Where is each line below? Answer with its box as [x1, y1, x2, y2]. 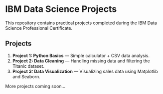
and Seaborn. [12, 73, 41, 80]
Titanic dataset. [12, 63, 45, 69]
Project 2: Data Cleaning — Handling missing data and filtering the [12, 58, 151, 64]
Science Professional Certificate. [5, 25, 73, 31]
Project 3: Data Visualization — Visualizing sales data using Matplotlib [12, 68, 158, 74]
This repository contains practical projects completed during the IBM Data [5, 20, 157, 26]
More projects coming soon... [5, 83, 66, 89]
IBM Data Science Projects [5, 3, 117, 15]
